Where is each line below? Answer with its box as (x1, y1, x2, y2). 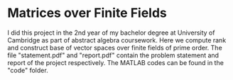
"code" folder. (7, 66, 48, 74)
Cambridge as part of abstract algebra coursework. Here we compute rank (7, 35, 227, 44)
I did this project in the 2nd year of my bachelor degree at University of (7, 28, 215, 37)
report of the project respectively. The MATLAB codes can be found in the (7, 58, 224, 67)
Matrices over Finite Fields (7, 5, 167, 21)
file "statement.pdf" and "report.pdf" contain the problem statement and (7, 51, 219, 59)
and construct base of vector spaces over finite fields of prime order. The (7, 43, 222, 52)
